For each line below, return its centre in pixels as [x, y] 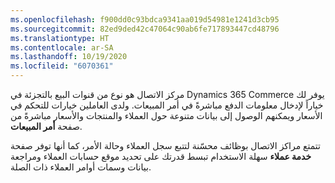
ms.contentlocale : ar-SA [62, 47]
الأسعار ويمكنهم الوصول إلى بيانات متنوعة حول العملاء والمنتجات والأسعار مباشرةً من [166, 115]
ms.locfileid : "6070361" [62, 66]
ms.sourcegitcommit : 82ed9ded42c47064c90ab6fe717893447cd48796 [145, 29]
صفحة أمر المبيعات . [46, 126]
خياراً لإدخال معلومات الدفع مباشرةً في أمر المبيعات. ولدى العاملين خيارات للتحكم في [167, 105]
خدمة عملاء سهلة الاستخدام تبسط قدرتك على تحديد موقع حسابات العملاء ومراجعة [161, 156]
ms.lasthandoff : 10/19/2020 [69, 57]
